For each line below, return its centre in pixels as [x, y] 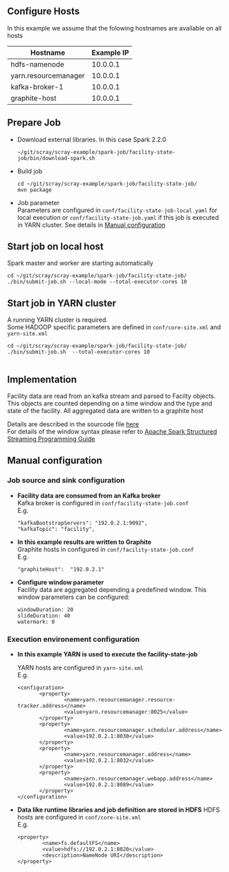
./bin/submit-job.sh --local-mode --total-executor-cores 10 [97, 282]
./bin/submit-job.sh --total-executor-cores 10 [79, 352]
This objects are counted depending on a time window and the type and [110, 403]
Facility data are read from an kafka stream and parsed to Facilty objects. [111, 396]
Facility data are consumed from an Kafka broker [89, 496]
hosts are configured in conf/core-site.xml [79, 817]
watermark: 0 [36, 622]
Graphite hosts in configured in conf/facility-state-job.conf [106, 549]
